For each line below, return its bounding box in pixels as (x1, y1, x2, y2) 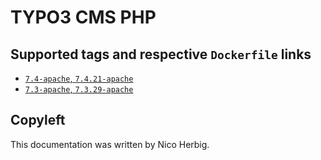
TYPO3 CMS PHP (10, 6, 157, 29)
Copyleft (10, 112, 66, 129)
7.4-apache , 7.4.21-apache (24, 72, 134, 84)
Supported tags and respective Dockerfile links (10, 46, 312, 63)
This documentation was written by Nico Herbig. (10, 138, 210, 150)
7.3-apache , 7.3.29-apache (24, 83, 134, 95)
